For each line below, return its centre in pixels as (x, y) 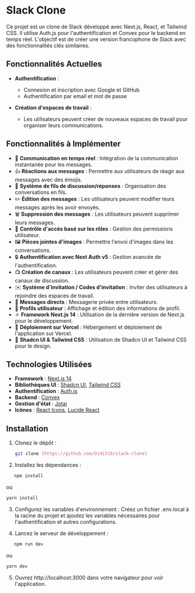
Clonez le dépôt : (35, 443)
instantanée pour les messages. (53, 164)
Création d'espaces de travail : (53, 108)
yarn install (22, 498)
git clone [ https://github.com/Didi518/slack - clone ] (81, 454)
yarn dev (17, 566)
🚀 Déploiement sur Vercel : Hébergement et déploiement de (88, 327)
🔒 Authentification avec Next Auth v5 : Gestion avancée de (88, 257)
